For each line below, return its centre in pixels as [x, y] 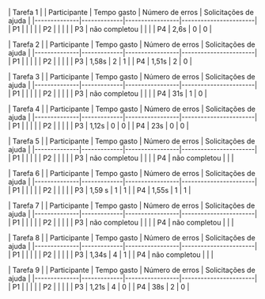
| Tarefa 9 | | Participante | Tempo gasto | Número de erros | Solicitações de [132, 270]
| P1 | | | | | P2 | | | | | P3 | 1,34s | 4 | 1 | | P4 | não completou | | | [111, 255]
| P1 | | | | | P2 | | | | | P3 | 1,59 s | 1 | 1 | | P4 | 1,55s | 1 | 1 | [100, 190]
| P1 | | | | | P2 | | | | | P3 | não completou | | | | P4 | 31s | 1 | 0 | [108, 94]
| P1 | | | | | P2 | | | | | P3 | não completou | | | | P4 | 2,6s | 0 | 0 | [110, 29]
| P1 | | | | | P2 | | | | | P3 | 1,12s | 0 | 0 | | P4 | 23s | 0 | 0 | [99, 126]
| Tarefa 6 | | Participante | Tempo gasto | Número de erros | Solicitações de [132, 173]
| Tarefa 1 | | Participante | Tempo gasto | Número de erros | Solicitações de [131, 12]
